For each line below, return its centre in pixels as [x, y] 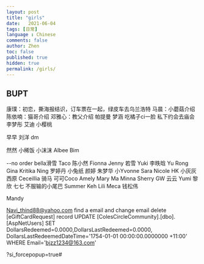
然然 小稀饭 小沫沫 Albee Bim [43, 150]
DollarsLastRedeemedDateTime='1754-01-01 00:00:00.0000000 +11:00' [97, 237]
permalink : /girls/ [31, 69]
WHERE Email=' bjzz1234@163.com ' [51, 243]
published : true [27, 57]
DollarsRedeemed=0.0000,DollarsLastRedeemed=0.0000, [79, 230]
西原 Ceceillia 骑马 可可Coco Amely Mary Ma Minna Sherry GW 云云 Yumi [99, 178]
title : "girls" [26, 18]
